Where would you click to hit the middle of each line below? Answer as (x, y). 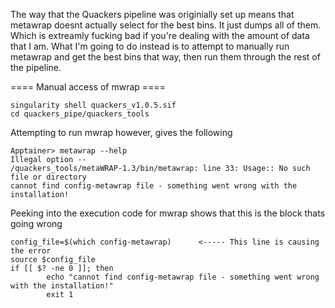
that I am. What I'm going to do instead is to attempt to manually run (150, 46)
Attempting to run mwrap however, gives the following (121, 132)
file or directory (48, 177)
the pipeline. (36, 67)
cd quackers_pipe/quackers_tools (80, 114)
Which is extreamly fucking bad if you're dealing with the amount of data (160, 35)
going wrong (36, 223)
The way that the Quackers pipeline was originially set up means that (152, 14)
